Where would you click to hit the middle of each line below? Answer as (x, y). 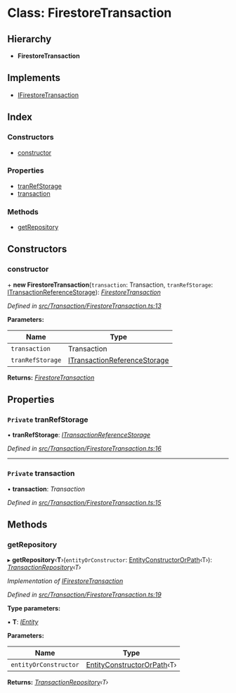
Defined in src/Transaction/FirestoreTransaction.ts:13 (84, 306)
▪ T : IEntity (23, 622)
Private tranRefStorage (48, 420)
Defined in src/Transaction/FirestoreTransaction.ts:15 (84, 502)
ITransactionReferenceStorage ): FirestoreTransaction (84, 292)
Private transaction (41, 473)
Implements (34, 78)
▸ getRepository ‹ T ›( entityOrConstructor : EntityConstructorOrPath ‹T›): (110, 560)
